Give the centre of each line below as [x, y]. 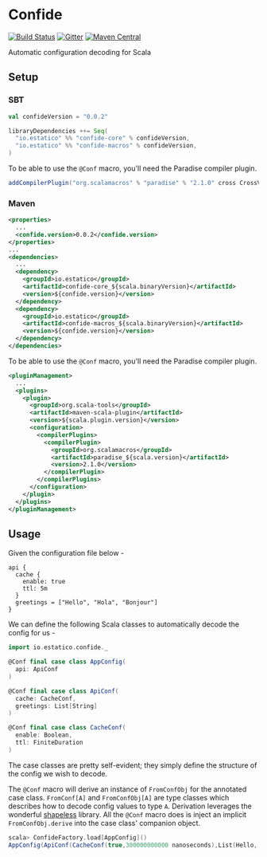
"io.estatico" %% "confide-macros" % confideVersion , [106, 146]
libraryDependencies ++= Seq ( [58, 131]
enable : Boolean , [44, 735]
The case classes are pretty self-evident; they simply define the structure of [133, 765]
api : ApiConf [37, 670]
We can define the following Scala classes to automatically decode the [124, 624]
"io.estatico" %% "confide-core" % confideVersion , [103, 138]
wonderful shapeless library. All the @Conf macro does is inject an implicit [128, 814]
